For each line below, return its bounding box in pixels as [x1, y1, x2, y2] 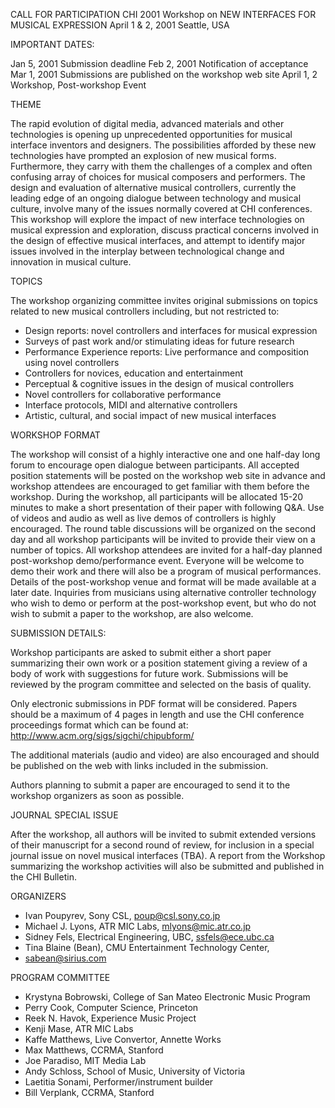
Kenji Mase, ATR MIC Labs [24, 1023, 134, 1034]
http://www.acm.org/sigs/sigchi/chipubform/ [10, 730, 195, 741]
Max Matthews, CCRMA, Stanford [24, 1044, 164, 1056]
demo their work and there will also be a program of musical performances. [10, 565, 322, 577]
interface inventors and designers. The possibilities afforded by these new [10, 139, 317, 151]
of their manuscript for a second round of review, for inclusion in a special [10, 839, 315, 851]
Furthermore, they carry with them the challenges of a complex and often [10, 160, 313, 172]
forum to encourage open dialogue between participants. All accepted [10, 459, 300, 471]
